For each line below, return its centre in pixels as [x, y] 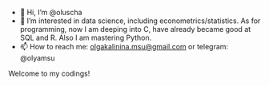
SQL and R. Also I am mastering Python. [86, 37]
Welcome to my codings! [49, 73]
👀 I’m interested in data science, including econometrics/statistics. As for [140, 21]
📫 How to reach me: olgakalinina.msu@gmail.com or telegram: [124, 47]
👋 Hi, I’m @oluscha [51, 12]
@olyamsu [37, 58]
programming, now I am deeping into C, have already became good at [135, 29]
